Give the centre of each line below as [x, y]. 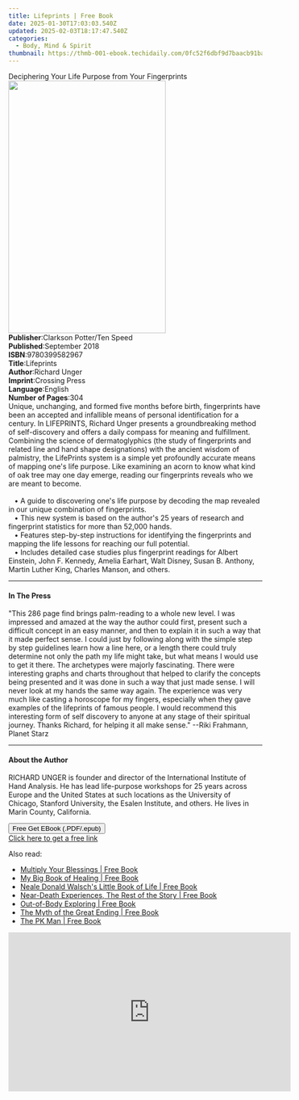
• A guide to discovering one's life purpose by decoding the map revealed [137, 501]
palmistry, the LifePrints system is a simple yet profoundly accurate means [132, 458]
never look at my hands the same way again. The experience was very [125, 691]
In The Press [30, 596]
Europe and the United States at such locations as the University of [120, 795]
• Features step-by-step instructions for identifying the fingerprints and [133, 535]
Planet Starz [29, 734]
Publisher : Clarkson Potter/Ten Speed [71, 337]
